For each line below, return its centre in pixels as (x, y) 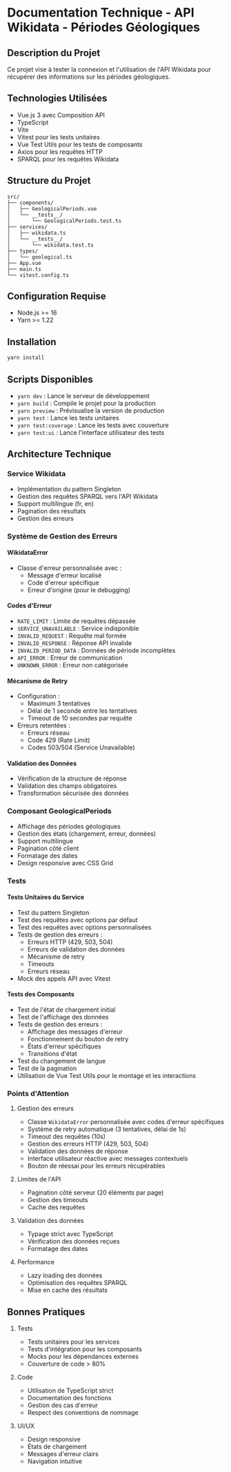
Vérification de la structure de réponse (72, 778)
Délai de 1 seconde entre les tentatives (82, 711)
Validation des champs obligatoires (67, 786)
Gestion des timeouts (58, 1200)
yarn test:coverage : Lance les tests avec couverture (93, 425)
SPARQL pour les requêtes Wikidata (68, 159)
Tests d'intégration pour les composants (85, 1349)
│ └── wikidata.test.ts (51, 245)
